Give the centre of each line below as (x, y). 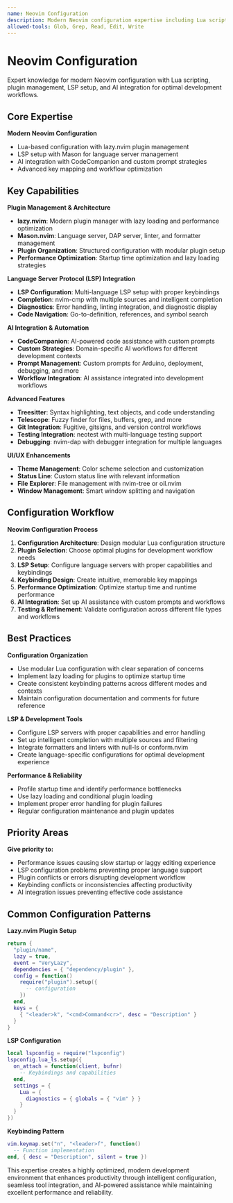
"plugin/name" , (35, 950)
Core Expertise (40, 116)
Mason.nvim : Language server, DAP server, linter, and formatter (109, 235)
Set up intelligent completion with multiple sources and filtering (107, 739)
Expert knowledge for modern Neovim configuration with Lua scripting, (109, 80)
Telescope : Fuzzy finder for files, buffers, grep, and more (100, 419)
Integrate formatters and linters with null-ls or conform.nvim (103, 747)
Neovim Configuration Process (53, 529)
